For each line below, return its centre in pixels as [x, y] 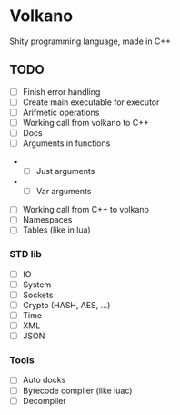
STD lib [26, 254]
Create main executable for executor [91, 102]
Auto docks [44, 380]
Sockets [38, 295]
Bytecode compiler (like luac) [77, 390]
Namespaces [47, 220]
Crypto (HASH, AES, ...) [66, 305]
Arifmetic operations [61, 112]
